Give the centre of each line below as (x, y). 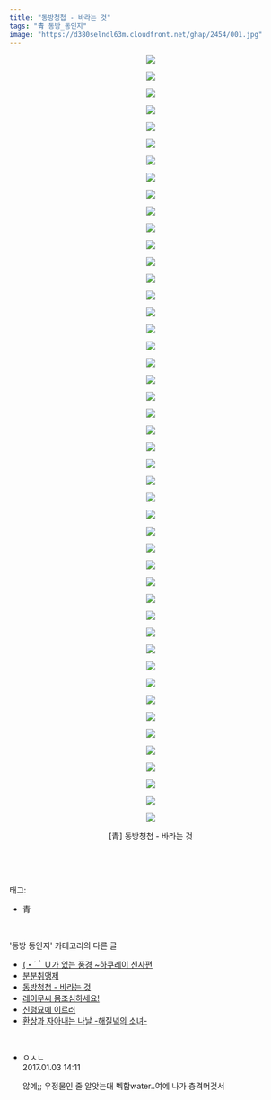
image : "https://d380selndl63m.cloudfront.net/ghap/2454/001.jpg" (136, 34)
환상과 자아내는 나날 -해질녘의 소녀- (85, 1021)
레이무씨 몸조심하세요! (61, 998)
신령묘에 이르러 (49, 1010)
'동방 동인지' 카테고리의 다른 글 (63, 945)
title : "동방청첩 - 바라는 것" (60, 18)
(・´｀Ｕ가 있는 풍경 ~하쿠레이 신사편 (87, 965)
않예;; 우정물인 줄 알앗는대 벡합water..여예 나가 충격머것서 (123, 1086)
